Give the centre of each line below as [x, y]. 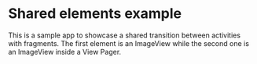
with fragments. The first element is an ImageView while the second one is [129, 43]
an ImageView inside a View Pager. [65, 52]
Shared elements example [95, 14]
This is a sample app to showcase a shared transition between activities [125, 35]
